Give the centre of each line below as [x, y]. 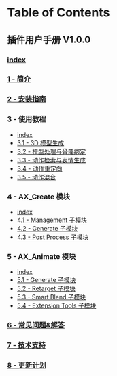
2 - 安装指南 [27, 99]
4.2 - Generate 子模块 [47, 228]
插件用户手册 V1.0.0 [49, 39]
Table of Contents [58, 13]
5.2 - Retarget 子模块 [46, 288]
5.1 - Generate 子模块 [46, 280]
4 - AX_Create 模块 [38, 197]
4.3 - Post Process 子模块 [53, 237]
